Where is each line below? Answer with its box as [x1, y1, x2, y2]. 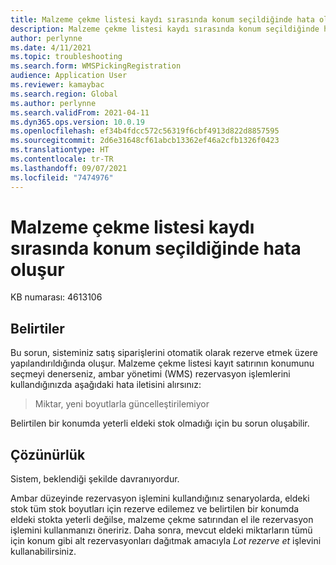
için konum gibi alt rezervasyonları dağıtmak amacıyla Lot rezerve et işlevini [10, 535, 322, 547]
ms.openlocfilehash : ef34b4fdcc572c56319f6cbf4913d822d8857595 [10, 126, 280, 136]
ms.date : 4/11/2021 [10, 42, 92, 53]
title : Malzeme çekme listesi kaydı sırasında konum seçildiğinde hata [10, 14, 315, 25]
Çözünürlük [10, 446, 86, 463]
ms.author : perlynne [10, 98, 97, 108]
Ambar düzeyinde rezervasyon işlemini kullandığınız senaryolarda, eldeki [10, 492, 310, 505]
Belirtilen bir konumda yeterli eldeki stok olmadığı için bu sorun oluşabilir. [10, 417, 310, 430]
